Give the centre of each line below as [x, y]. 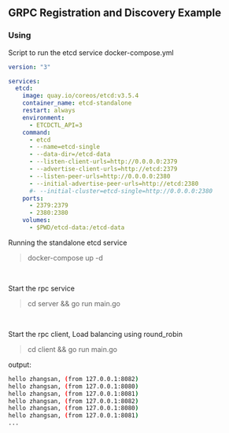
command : [37, 132]
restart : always [49, 111]
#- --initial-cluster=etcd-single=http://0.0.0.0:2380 [121, 191]
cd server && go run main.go [74, 303]
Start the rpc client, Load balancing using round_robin [96, 334]
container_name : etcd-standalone [77, 103]
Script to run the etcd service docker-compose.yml [91, 52]
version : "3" [30, 67]
